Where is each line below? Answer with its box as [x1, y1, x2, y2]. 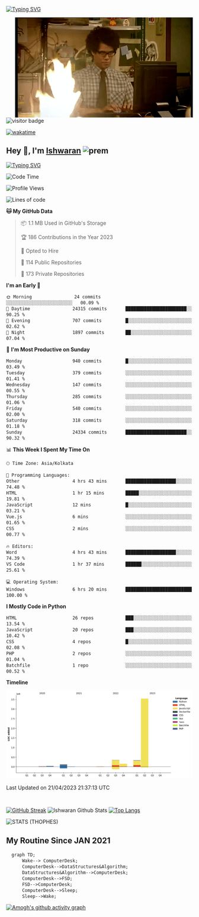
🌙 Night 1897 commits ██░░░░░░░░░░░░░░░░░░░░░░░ [6, 329, 192, 335]
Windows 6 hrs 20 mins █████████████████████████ [6, 586, 192, 593]
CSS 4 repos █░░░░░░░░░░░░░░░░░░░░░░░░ [6, 638, 192, 645]
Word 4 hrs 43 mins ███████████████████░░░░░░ [6, 549, 192, 555]
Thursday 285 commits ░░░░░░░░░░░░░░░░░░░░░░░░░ [6, 393, 192, 400]
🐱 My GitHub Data [6, 208, 53, 215]
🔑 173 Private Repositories [20, 270, 85, 277]
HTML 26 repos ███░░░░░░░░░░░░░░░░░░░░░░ [6, 614, 192, 621]
